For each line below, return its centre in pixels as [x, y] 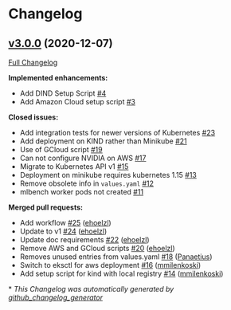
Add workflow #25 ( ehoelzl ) [65, 223]
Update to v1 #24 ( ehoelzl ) [63, 231]
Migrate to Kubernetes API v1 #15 [74, 167]
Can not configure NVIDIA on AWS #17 [83, 158]
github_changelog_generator [56, 297]
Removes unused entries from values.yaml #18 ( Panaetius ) [116, 257]
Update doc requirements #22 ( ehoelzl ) [84, 239]
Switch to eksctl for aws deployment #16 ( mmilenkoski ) [110, 265]
